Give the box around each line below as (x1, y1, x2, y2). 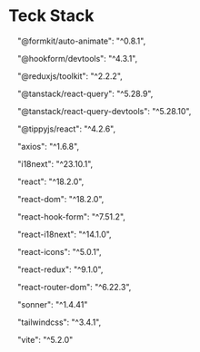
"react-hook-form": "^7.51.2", (16, 210, 126, 222)
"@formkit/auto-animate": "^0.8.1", (16, 35, 146, 46)
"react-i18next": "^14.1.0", (16, 229, 112, 240)
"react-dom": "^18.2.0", (16, 193, 105, 204)
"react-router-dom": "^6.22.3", (16, 281, 132, 292)
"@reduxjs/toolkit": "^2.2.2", (16, 70, 124, 82)
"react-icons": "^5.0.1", (16, 246, 102, 257)
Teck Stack (8, 5, 95, 26)
